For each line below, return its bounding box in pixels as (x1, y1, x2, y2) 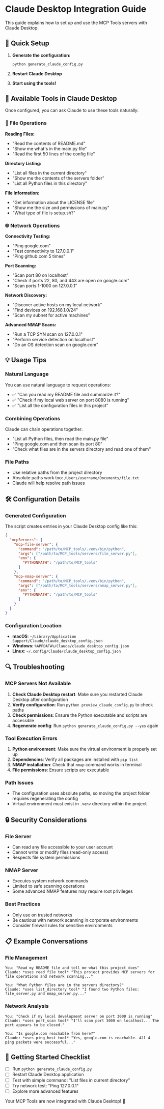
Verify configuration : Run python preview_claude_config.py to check (12, 701, 153, 707)
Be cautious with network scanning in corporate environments (12, 917, 138, 923)
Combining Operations (5, 415, 60, 422)
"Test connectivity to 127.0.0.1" (12, 248, 74, 254)
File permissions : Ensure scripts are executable (12, 767, 109, 773)
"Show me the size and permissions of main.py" (12, 204, 109, 210)
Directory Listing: (5, 160, 42, 166)
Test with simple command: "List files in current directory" (12, 1077, 130, 1083)
